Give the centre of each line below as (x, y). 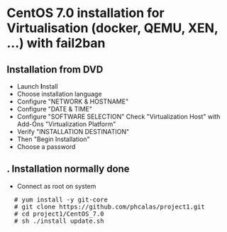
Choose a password (46, 147)
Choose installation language (59, 94)
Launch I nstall (37, 86)
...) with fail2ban (56, 43)
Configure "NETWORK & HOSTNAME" (73, 101)
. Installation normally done (68, 169)
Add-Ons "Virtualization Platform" (66, 124)
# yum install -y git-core (61, 199)
